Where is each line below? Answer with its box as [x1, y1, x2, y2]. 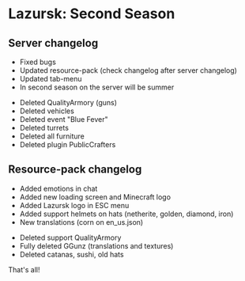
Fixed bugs [19, 57, 57, 66]
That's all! [8, 264, 40, 274]
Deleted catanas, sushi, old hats [19, 249, 124, 259]
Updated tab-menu [19, 74, 82, 83]
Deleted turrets [19, 123, 70, 132]
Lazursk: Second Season [8, 5, 175, 23]
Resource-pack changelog [8, 163, 142, 177]
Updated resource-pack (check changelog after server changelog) [19, 66, 237, 75]
